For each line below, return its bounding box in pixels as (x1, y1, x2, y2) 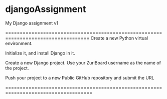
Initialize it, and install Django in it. (5, 50, 75, 56)
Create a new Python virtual (90, 35, 148, 41)
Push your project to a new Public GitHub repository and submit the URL (5, 74, 154, 80)
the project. (5, 65, 29, 71)
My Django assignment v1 (5, 20, 59, 26)
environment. (5, 40, 33, 46)
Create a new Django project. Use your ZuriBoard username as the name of (5, 59, 161, 65)
